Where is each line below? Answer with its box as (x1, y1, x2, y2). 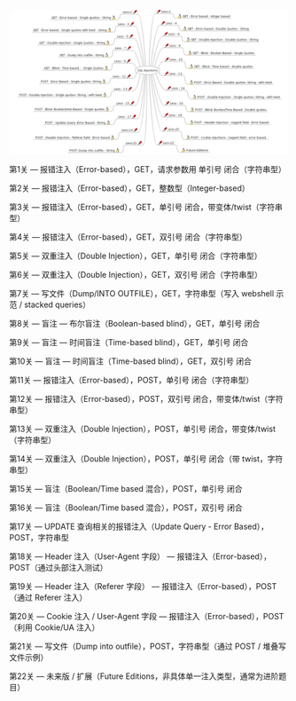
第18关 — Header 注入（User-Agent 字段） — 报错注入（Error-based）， (9, 551, 272, 562)
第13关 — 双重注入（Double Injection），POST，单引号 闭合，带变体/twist (9, 423, 277, 434)
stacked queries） (23, 299, 91, 310)
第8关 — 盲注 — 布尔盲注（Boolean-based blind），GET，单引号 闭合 (9, 318, 261, 328)
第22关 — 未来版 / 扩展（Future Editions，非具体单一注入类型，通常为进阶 (9, 671, 279, 681)
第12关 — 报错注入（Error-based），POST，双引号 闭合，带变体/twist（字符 (9, 393, 284, 404)
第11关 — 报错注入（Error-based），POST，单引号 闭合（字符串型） (9, 374, 254, 385)
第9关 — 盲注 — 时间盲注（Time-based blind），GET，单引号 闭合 (9, 336, 249, 347)
